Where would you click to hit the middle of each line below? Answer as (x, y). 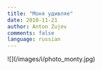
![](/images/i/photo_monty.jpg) (51, 59)
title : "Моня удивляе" (40, 14)
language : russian (34, 40)
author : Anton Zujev (37, 26)
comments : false (31, 33)
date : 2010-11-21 (32, 20)
